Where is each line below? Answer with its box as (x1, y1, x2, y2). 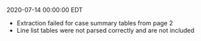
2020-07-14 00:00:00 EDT (6, 6, 83, 14)
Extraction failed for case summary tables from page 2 (16, 19, 173, 27)
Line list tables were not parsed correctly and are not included (16, 27, 195, 34)
